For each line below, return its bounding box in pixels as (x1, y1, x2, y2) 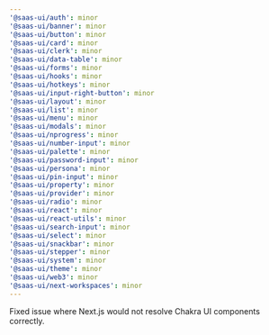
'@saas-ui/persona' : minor (9, 164, 111, 173)
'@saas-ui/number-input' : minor (9, 139, 130, 148)
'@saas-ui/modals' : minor (9, 122, 106, 131)
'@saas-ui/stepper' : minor (9, 248, 111, 257)
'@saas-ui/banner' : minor (9, 22, 106, 31)
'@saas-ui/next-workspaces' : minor (9, 281, 143, 290)
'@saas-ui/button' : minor (9, 30, 106, 39)
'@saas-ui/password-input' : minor (9, 155, 139, 165)
